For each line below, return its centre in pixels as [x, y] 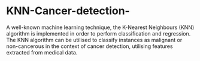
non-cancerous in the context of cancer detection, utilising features [90, 46]
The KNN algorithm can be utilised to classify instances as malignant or [94, 40]
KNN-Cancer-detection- [68, 11]
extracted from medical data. [42, 52]
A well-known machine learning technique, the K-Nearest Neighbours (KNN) [100, 27]
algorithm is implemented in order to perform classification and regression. [99, 33]
